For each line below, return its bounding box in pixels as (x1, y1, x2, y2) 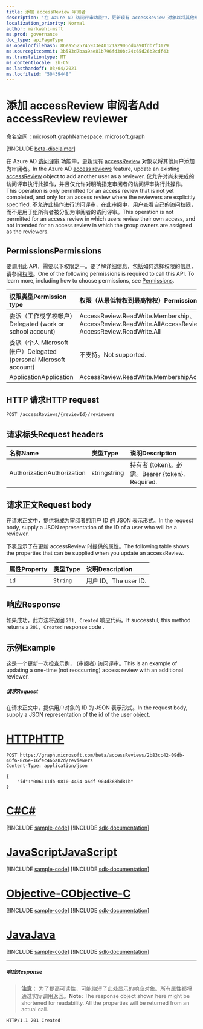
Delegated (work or (9, 320, 65, 328)
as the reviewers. (6, 228, 50, 235)
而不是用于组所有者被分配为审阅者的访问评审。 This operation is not (6, 209, 174, 216)
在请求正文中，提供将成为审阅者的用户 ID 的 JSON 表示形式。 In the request (6, 517, 193, 525)
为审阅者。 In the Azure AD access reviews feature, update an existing (6, 165, 180, 173)
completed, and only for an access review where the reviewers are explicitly (6, 193, 196, 201)
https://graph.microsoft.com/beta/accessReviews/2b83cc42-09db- (19, 752, 185, 758)
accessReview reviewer (6, 112, 128, 126)
